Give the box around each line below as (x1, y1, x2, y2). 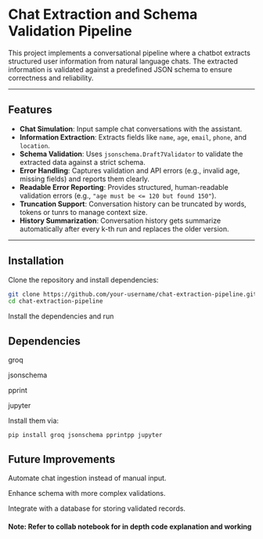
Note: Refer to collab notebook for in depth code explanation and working (8, 522, 252, 531)
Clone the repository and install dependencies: (8, 275, 159, 284)
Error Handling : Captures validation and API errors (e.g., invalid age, (19, 166, 240, 175)
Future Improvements (8, 453, 116, 466)
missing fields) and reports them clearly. (19, 174, 150, 184)
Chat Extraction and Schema (8, 5, 198, 24)
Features (8, 104, 52, 117)
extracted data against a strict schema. (19, 157, 146, 166)
